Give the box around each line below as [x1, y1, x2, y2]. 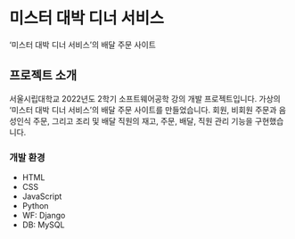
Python [21, 201, 49, 211]
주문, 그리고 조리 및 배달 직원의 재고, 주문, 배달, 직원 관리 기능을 [32, 115, 253, 126]
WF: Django [21, 210, 66, 221]
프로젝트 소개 [9, 68, 78, 83]
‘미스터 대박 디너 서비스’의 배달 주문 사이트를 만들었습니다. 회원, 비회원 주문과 [9, 104, 277, 115]
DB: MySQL [21, 219, 65, 230]
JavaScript [21, 191, 62, 202]
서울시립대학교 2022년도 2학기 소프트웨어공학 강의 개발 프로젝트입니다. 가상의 [9, 93, 281, 103]
